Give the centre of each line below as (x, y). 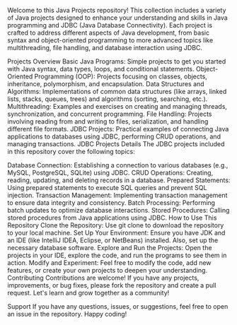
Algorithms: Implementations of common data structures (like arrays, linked (117, 91)
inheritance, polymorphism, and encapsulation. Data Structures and (106, 84)
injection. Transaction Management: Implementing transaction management (117, 195)
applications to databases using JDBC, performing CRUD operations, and (114, 136)
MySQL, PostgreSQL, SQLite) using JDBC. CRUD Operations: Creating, (110, 173)
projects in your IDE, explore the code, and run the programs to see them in (117, 255)
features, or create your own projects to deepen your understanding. (107, 270)
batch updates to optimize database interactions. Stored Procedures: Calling (118, 210)
